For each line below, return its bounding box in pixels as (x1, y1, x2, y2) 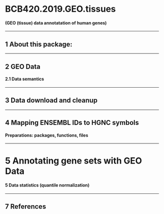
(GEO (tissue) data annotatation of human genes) (5, 20, 107, 25)
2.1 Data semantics (5, 76, 44, 82)
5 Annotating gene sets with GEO (5, 155, 143, 166)
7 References (5, 202, 46, 211)
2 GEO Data (5, 62, 41, 71)
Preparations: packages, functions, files (5, 132, 89, 138)
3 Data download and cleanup (5, 96, 98, 105)
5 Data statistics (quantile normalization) (5, 182, 90, 188)
